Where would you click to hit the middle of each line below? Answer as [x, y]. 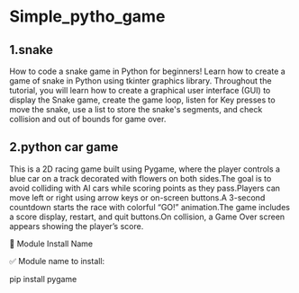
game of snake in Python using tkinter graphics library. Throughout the [140, 81]
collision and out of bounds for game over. [88, 119]
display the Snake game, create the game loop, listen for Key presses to [143, 100]
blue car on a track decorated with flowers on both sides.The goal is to [140, 178]
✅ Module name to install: [57, 261]
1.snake [32, 50]
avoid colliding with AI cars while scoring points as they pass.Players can [145, 188]
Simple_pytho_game [87, 17]
